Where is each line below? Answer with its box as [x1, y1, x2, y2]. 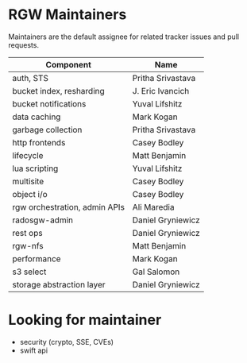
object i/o [12, 188, 48, 199]
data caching [12, 111, 61, 122]
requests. [8, 40, 40, 49]
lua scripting [12, 163, 59, 174]
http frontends [12, 137, 66, 148]
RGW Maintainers [8, 6, 127, 24]
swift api [19, 346, 48, 355]
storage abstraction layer [12, 279, 106, 290]
